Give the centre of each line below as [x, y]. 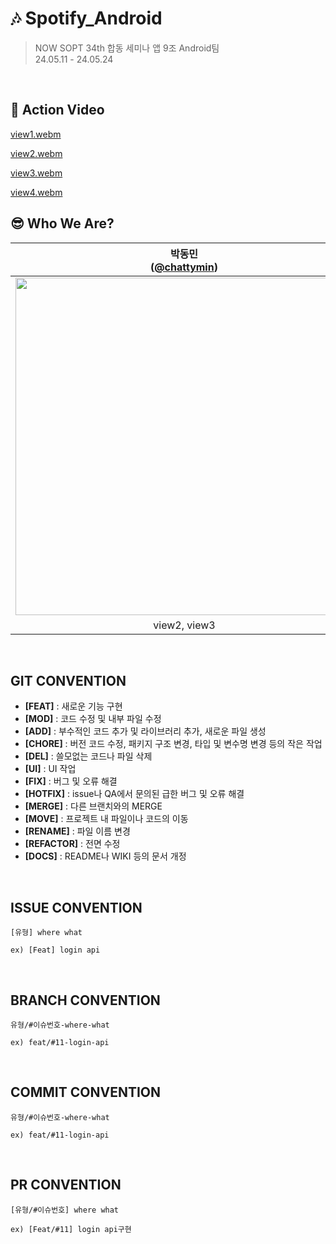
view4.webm [36, 192]
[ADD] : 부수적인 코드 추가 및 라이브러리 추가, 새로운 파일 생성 [145, 731]
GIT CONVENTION [68, 680]
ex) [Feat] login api [55, 950]
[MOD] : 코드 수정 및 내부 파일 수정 [93, 719]
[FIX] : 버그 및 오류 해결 [71, 781]
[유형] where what [46, 933]
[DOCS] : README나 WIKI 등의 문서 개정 [105, 856]
